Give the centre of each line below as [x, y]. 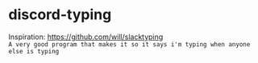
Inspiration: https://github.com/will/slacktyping [86, 37]
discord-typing [60, 15]
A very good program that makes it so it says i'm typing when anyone [129, 44]
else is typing [34, 51]
